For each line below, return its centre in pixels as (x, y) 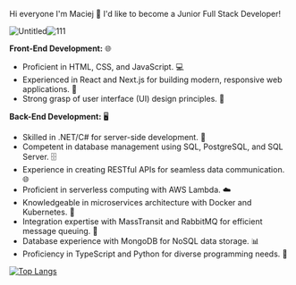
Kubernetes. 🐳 (48, 212)
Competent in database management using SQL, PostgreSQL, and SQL (152, 147)
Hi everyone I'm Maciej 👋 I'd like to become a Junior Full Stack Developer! (145, 14)
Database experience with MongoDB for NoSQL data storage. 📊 (140, 241)
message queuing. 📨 (60, 231)
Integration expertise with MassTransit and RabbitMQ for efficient (142, 222)
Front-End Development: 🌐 (60, 48)
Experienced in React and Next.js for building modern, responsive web (152, 80)
